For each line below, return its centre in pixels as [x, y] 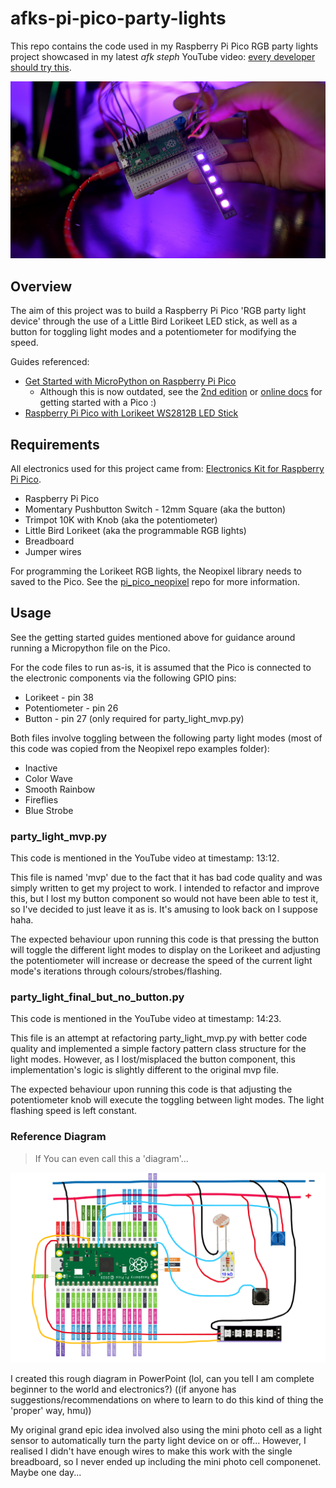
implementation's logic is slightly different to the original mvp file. [144, 1070]
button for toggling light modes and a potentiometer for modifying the [153, 332]
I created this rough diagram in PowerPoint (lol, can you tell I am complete [162, 1379]
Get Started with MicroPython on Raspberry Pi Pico [130, 381]
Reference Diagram [58, 1137]
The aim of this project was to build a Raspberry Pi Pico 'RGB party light [158, 311]
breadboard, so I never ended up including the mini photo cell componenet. [166, 1462]
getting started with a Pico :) [98, 403]
